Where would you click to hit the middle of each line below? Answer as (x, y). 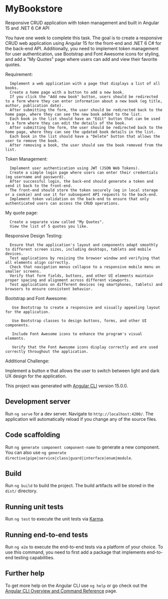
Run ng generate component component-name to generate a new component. (83, 447)
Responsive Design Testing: (34, 236)
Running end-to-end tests (47, 535)
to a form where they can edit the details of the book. (66, 123)
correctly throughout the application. (47, 351)
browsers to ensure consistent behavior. (49, 289)
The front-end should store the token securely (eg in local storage (84, 190)
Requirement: (19, 74)
